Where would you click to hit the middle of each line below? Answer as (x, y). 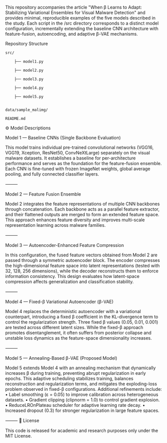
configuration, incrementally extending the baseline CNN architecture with (82, 29)
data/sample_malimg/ (27, 110)
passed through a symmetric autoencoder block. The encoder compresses (83, 260)
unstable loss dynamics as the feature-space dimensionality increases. (78, 338)
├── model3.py (29, 79)
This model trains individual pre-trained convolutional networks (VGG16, (79, 147)
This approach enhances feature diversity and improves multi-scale (75, 220)
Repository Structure (27, 44)
